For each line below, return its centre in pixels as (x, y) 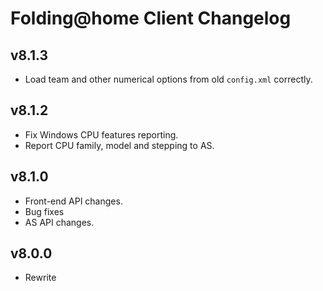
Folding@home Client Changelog (151, 18)
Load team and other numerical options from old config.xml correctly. (168, 79)
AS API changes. (59, 222)
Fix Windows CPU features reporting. (101, 134)
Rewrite (40, 278)
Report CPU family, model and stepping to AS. (119, 145)
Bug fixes (44, 211)
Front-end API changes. (73, 201)
